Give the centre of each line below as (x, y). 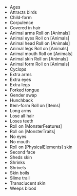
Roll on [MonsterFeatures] (36, 126)
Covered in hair (25, 28)
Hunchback (21, 100)
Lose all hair (22, 116)
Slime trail (20, 178)
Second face (22, 152)
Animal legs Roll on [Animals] (39, 49)
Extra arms (20, 74)
